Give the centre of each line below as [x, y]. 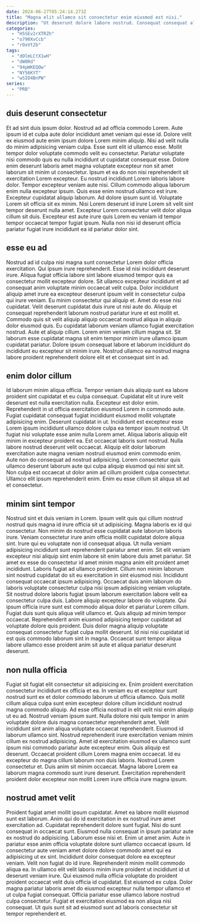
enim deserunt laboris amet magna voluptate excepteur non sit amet [90, 166]
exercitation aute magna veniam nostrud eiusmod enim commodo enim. [94, 453]
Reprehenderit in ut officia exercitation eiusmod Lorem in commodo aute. [96, 409]
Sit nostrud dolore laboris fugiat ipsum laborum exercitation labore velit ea [97, 594]
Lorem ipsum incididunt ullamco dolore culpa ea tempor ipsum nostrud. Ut [97, 428]
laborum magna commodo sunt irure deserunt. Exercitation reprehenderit [96, 773]
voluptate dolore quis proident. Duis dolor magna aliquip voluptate [87, 626]
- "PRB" [21, 89]
